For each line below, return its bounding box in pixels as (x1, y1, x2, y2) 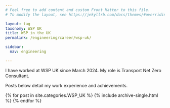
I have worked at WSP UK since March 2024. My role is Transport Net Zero (5, 67, 162, 73)
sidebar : (5, 44, 24, 49)
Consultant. (5, 73, 29, 79)
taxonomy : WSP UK (5, 26, 42, 31)
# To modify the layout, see (5, 12, 67, 17)
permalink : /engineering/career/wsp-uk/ (5, 35, 92, 40)
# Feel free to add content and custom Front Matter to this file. (5, 7, 151, 13)
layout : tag (5, 21, 30, 26)
